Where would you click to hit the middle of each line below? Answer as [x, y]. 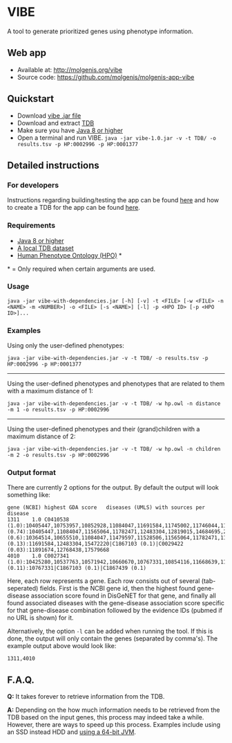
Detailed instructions [54, 165]
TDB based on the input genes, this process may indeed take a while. [106, 717]
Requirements [31, 226]
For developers [33, 185]
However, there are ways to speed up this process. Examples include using [114, 725]
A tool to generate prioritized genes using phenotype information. [100, 31]
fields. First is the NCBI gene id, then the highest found [117, 589]
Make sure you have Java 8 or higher [70, 130]
